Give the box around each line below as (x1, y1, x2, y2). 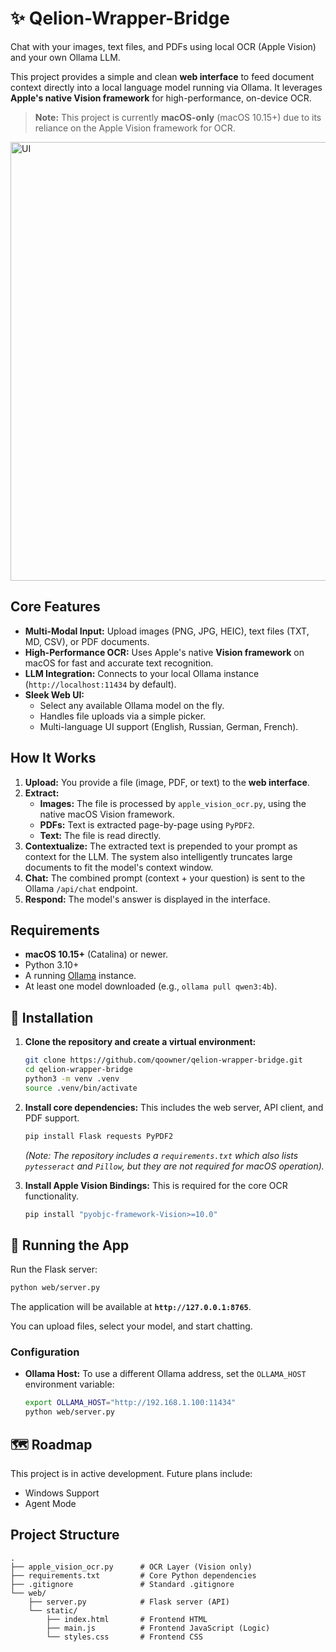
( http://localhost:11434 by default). (24, 678, 177, 690)
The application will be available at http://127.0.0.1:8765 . (10, 1301, 252, 1313)
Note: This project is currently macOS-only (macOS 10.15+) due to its (34, 111, 322, 123)
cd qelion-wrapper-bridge (24, 1065, 133, 1075)
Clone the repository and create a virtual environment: (24, 1036, 257, 1048)
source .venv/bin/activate (24, 1083, 138, 1093)
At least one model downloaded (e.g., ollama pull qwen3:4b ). (24, 980, 278, 992)
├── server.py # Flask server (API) (28, 1597, 230, 1607)
